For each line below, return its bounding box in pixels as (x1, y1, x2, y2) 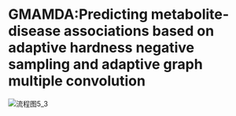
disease (8, 22, 61, 40)
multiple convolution (8, 72, 146, 90)
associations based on (64, 22, 215, 40)
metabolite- (150, 5, 230, 24)
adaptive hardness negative (8, 39, 195, 56)
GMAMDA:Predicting (8, 5, 148, 24)
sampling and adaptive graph (8, 56, 203, 74)
